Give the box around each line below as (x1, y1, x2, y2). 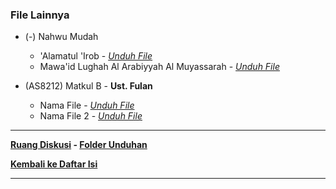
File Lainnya (10, 8, 70, 22)
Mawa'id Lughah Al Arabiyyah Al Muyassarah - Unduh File (39, 61, 280, 73)
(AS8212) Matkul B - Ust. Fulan (24, 80, 153, 92)
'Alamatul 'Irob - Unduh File (39, 50, 153, 62)
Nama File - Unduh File (39, 99, 135, 112)
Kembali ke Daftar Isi (10, 158, 98, 170)
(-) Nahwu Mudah (24, 31, 99, 43)
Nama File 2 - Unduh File (39, 110, 143, 122)
